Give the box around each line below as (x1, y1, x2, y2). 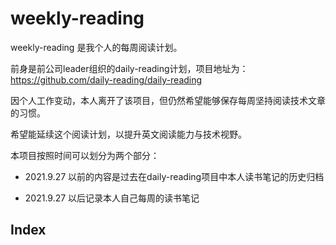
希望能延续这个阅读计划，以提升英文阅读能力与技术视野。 (10, 128, 247, 140)
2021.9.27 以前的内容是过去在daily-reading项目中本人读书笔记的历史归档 (24, 170, 325, 182)
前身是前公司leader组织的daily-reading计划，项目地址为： (10, 62, 249, 74)
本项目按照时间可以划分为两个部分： (10, 149, 160, 161)
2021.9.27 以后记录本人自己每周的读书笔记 (24, 192, 200, 204)
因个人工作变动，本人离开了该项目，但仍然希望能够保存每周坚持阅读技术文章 (10, 94, 326, 106)
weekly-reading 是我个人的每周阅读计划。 (10, 41, 183, 53)
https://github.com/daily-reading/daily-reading (10, 73, 203, 86)
